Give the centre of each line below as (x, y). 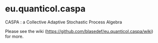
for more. (14, 36)
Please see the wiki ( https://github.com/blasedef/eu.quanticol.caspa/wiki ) (79, 31)
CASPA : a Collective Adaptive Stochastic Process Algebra (64, 22)
